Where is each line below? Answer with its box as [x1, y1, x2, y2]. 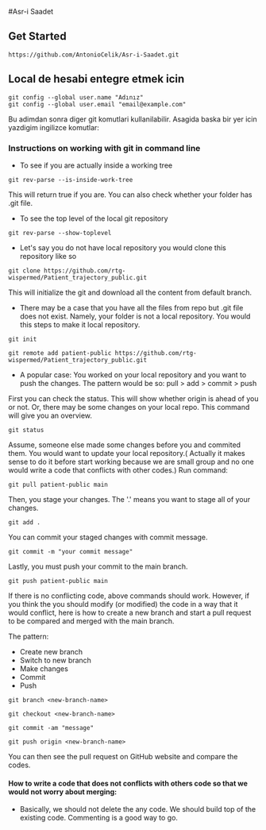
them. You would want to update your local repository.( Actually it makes [8, 448, 245, 457]
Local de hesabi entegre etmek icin [8, 72, 185, 86]
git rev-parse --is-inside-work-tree [8, 176, 133, 183]
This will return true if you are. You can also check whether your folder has [8, 190, 253, 199]
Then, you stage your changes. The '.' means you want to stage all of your [8, 494, 251, 504]
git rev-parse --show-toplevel [8, 229, 112, 237]
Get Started [8, 29, 67, 43]
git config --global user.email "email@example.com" [8, 100, 187, 108]
